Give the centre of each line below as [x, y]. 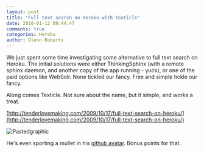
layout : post [23, 12]
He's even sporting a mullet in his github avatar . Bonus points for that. [94, 143]
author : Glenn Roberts [35, 40]
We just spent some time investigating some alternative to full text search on [102, 57]
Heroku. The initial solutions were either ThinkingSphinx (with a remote [95, 64]
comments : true [26, 29]
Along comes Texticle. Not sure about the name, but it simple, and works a [100, 95]
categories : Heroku [31, 35]
